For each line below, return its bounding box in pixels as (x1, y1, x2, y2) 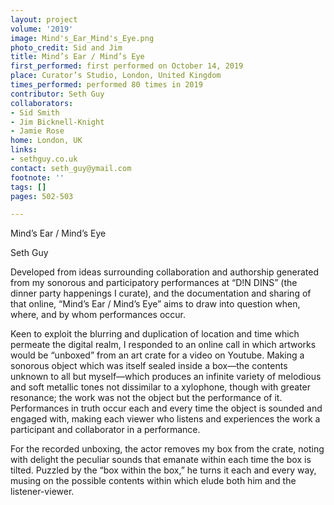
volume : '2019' (10, 24, 74, 34)
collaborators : (10, 98, 74, 108)
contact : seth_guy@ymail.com (10, 163, 132, 173)
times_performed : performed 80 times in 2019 (10, 80, 203, 90)
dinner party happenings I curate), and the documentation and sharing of (10, 287, 312, 300)
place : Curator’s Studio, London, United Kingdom (10, 71, 222, 81)
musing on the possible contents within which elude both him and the (10, 475, 297, 487)
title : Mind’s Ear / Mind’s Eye (10, 52, 145, 62)
